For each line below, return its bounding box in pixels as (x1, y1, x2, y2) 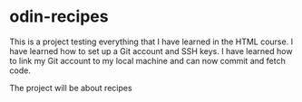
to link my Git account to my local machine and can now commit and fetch (9, 55, 286, 66)
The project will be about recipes (9, 82, 133, 93)
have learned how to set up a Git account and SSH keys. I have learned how (9, 45, 293, 56)
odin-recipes (9, 6, 109, 27)
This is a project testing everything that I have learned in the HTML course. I (9, 36, 293, 47)
